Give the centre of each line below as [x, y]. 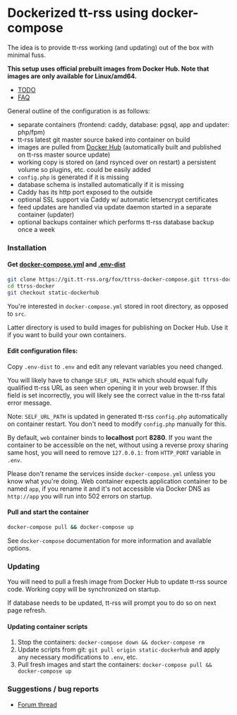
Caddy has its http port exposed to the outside [85, 192]
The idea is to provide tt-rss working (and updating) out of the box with [110, 47]
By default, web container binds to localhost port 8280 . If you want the [110, 437]
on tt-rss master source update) [64, 154]
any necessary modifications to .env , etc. [78, 657]
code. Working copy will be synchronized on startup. [84, 589]
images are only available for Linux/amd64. [72, 76]
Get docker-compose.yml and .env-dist [66, 264]
